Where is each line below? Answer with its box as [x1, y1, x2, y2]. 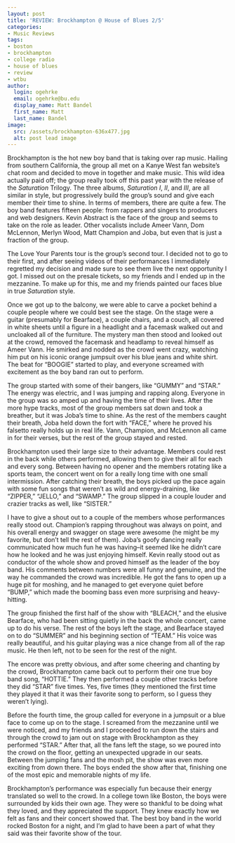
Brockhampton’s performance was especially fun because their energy [7, 785, 213, 793]
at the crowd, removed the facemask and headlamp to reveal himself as [7, 338, 214, 347]
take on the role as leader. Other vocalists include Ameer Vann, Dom [7, 221, 205, 229]
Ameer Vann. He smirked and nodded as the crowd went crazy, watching [7, 345, 219, 354]
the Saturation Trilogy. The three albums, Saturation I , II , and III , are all [7, 184, 210, 192]
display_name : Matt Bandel [13, 102, 93, 109]
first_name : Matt [13, 108, 65, 115]
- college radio [7, 56, 55, 63]
